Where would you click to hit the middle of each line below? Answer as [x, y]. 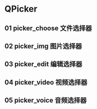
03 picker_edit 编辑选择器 [43, 64]
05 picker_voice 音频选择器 [46, 100]
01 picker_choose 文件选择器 [48, 28]
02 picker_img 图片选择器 [43, 46]
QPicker [21, 9]
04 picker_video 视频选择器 [46, 82]
